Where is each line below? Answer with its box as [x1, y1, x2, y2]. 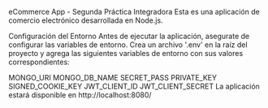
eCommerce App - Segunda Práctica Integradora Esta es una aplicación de [8, 7, 260, 16]
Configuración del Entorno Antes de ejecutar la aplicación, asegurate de [8, 32, 250, 41]
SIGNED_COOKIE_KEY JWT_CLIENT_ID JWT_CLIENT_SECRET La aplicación [8, 81, 260, 91]
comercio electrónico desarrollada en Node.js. [8, 15, 164, 25]
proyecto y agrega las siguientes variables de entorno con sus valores [8, 49, 244, 58]
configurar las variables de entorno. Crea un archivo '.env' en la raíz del [8, 40, 248, 50]
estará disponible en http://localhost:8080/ [8, 90, 152, 100]
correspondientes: [8, 57, 71, 67]
